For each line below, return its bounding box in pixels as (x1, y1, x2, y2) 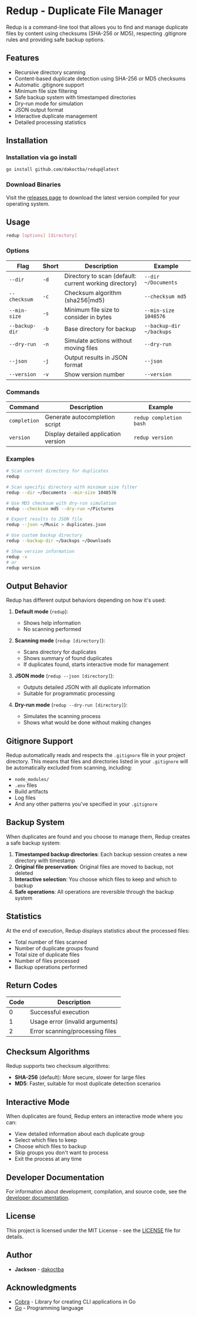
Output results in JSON (64, 353, 128, 361)
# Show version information (6, 548, 75, 554)
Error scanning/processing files (30, 1027, 117, 1035)
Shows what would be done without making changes (23, 719, 151, 726)
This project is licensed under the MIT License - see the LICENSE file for (6, 1226, 181, 1234)
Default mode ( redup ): (14, 608, 69, 615)
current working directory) (64, 279, 137, 287)
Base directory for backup (64, 324, 137, 333)
